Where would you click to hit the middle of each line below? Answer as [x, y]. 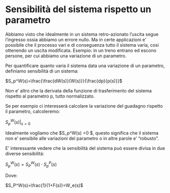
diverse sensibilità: [25, 154]
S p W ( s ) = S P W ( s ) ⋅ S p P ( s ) [31, 165]
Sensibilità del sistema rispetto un [78, 9]
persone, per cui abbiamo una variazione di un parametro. [66, 56]
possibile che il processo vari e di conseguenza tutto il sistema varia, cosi [82, 45]
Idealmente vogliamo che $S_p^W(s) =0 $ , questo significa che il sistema [82, 133]
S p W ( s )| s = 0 [18, 122]
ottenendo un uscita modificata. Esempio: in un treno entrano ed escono [81, 50]
